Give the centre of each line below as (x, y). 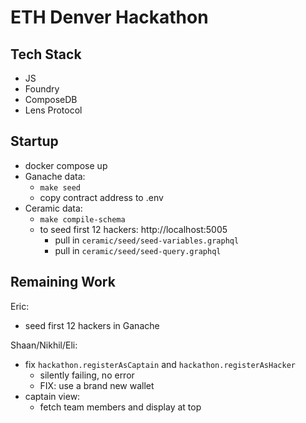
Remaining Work (63, 282)
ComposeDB (51, 99)
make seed (60, 187)
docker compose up (66, 165)
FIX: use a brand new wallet (97, 385)
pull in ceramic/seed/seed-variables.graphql (147, 240)
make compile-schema (82, 219)
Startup (34, 141)
